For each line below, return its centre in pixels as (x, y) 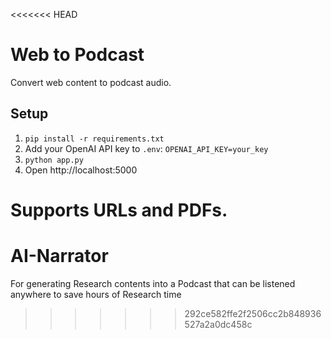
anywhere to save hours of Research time (96, 294)
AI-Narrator (59, 256)
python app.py (54, 160)
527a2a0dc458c (218, 324)
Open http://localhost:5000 (81, 170)
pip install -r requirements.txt (94, 139)
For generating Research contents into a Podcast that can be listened (153, 283)
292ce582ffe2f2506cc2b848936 (253, 313)
